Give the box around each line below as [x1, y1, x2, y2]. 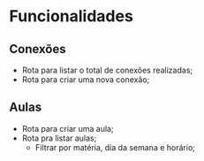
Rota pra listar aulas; [21, 133, 97, 143]
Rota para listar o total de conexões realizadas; [21, 65, 193, 75]
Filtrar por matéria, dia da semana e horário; [34, 142, 196, 152]
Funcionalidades [9, 6, 134, 27]
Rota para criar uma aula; [21, 123, 114, 134]
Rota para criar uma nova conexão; [21, 74, 150, 85]
